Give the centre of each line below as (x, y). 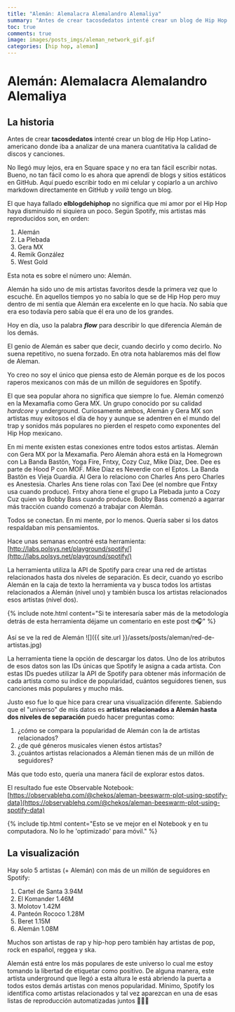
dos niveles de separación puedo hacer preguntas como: (91, 717)
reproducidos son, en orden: (48, 218)
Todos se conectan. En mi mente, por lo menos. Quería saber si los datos (113, 520)
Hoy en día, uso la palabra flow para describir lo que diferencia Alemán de (115, 325)
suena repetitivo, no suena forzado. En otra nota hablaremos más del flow (114, 353)
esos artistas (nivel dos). (43, 599)
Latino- (201, 139)
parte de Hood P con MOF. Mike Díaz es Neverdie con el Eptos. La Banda (113, 469)
